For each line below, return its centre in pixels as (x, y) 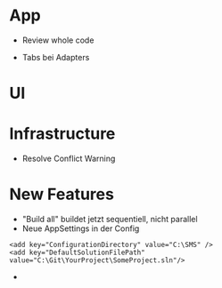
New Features (62, 194)
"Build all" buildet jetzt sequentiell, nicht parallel (110, 219)
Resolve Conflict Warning (69, 159)
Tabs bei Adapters (56, 57)
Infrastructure (62, 134)
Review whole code (58, 40)
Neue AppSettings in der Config (81, 228)
